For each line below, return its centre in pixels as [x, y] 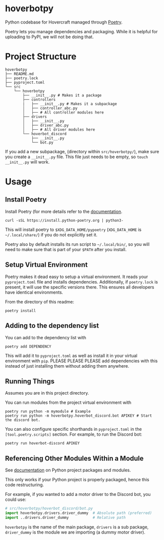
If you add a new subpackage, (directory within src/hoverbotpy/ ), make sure [82, 151]
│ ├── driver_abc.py [46, 125]
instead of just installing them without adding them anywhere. [67, 366]
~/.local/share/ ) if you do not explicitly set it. [51, 235]
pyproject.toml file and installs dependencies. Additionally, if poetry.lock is [82, 282]
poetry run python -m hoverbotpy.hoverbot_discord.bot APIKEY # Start [79, 416]
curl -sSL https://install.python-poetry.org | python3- [64, 220]
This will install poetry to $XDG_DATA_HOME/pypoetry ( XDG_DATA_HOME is [73, 229]
